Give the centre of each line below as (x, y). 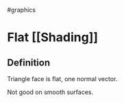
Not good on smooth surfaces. (50, 92)
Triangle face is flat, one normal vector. (62, 79)
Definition (28, 62)
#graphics (22, 10)
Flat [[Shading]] (52, 38)
